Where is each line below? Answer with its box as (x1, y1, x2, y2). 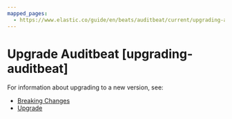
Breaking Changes (17, 97, 70, 105)
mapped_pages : (7, 10, 48, 17)
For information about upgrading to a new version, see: (7, 83, 164, 91)
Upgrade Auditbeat (7, 46, 119, 62)
